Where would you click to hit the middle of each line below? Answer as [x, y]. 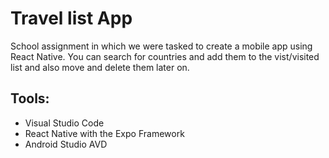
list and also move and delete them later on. [100, 67]
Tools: [30, 98]
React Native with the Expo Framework [104, 133]
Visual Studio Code [64, 123]
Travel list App [71, 18]
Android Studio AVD [66, 144]
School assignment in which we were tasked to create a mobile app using [161, 46]
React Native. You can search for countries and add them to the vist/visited [165, 56]
